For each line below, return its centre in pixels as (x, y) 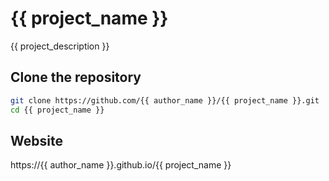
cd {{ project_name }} (57, 110)
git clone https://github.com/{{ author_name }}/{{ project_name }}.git (165, 100)
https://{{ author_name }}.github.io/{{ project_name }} (121, 165)
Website (36, 140)
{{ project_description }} (60, 46)
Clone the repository (76, 77)
